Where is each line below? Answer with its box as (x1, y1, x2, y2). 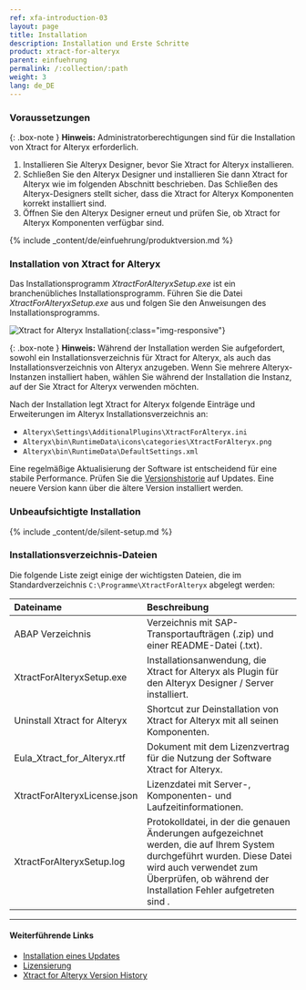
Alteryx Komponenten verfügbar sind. (22, 217, 165, 228)
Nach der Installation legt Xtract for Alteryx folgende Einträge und (9, 399, 256, 410)
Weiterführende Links (9, 930, 94, 941)
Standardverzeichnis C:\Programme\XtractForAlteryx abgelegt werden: (9, 579, 276, 590)
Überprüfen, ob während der (147, 872, 270, 884)
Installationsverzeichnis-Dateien (9, 548, 158, 561)
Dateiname (14, 600, 62, 613)
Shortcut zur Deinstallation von (147, 702, 280, 715)
